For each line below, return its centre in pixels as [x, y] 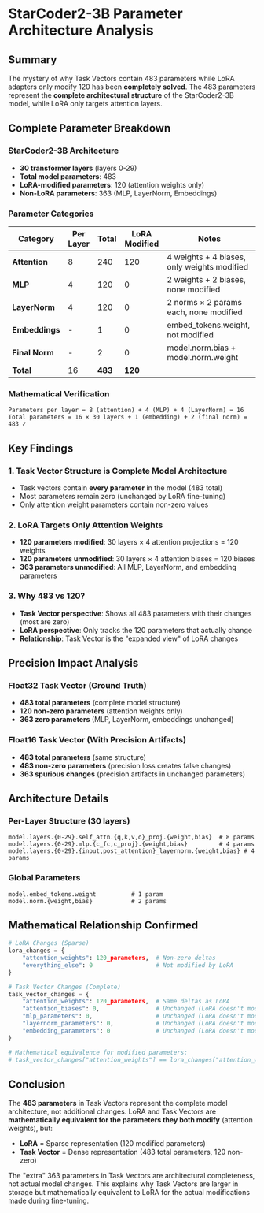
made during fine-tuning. [49, 1201]
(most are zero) [44, 621]
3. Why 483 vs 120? [47, 596]
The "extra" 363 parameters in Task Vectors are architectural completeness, [132, 1176]
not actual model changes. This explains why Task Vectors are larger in [123, 1184]
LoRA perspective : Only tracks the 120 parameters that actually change [136, 630]
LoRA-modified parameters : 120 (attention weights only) [112, 184]
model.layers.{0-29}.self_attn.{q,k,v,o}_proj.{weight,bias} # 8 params [132, 837]
